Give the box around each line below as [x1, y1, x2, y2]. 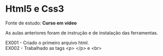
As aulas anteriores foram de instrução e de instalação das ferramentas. [5, 30, 158, 36]
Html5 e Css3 [5, 3, 64, 15]
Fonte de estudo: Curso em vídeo [5, 20, 77, 26]
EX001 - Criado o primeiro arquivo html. [5, 39, 89, 46]
